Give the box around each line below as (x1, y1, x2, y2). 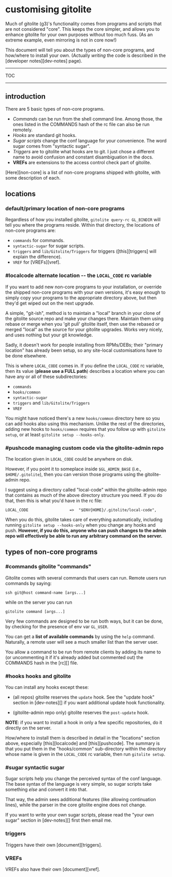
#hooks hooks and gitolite (5, 672, 72, 680)
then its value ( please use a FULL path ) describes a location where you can (5, 368, 165, 374)
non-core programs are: (5, 227, 56, 234)
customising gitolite (5, 4, 92, 15)
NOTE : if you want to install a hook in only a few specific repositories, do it (5, 720, 162, 726)
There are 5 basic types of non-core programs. (5, 106, 105, 112)
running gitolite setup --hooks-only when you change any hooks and (5, 522, 156, 528)
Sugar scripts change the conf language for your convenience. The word (12, 137, 167, 144)
